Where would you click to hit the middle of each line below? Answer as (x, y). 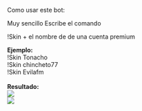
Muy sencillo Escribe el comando (54, 23)
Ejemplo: (20, 50)
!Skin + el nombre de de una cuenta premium (71, 37)
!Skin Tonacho (28, 57)
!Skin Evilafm (26, 72)
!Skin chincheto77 (33, 64)
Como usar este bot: (36, 10)
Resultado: (23, 87)
